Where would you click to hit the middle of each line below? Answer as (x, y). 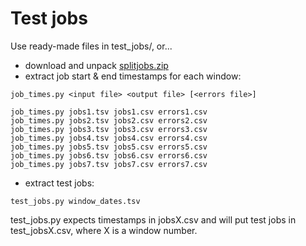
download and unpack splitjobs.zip (96, 65)
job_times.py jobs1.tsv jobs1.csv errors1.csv (109, 112)
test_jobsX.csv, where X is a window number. (104, 230)
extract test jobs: (59, 183)
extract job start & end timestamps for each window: (133, 76)
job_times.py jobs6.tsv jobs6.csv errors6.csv (109, 155)
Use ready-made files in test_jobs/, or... (91, 46)
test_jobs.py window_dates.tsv (75, 201)
